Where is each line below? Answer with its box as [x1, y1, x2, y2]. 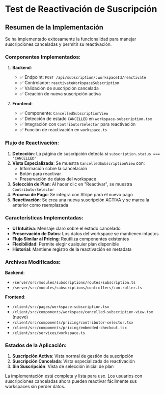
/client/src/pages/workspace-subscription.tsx [12, 304, 110, 309]
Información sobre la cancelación [19, 165, 87, 171]
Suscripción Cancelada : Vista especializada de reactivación [12, 358, 135, 364]
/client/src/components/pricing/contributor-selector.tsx [12, 320, 134, 325]
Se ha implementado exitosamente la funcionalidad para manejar [5, 36, 137, 42]
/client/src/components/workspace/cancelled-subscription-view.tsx [12, 310, 153, 315]
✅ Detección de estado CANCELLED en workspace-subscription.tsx [19, 116, 152, 121]
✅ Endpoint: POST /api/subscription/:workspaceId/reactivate [19, 74, 146, 80]
